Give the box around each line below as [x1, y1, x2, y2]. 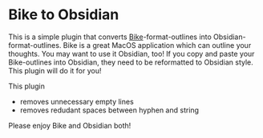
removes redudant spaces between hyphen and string [19, 105, 199, 115]
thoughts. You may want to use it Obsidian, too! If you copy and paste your [8, 49, 255, 58]
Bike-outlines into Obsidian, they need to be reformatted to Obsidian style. [8, 57, 254, 67]
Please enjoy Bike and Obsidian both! [8, 120, 131, 130]
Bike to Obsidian [8, 6, 119, 24]
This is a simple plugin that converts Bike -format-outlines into [8, 32, 212, 41]
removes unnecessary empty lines [19, 97, 134, 106]
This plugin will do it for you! [8, 65, 102, 75]
